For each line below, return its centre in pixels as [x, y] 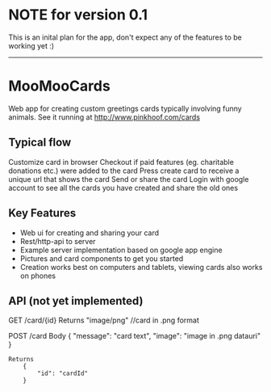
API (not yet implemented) [76, 301]
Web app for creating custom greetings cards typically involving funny [125, 108]
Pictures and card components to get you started [102, 258]
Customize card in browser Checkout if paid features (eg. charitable [121, 162]
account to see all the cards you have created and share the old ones [123, 188]
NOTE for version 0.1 [78, 15]
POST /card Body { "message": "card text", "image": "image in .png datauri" [134, 336]
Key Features [42, 213]
